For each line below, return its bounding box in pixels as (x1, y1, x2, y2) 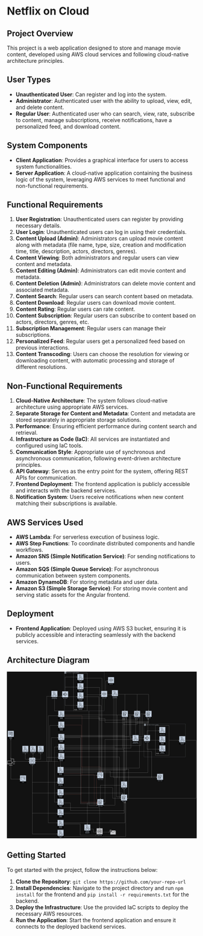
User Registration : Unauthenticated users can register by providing (15, 216, 184, 223)
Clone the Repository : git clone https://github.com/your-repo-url (15, 878, 186, 885)
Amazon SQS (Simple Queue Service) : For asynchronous (15, 565, 159, 573)
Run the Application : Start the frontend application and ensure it (15, 916, 176, 923)
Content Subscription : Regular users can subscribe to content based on (15, 312, 196, 319)
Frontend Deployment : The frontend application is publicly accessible (15, 481, 190, 488)
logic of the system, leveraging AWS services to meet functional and (15, 175, 186, 183)
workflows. (15, 546, 44, 554)
